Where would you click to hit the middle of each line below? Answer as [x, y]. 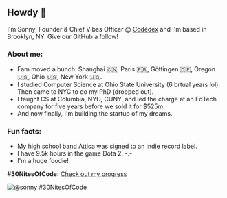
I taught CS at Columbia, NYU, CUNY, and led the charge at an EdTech [117, 99]
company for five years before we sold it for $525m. [91, 106]
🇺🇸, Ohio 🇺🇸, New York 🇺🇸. [60, 77]
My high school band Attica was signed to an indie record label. [107, 146]
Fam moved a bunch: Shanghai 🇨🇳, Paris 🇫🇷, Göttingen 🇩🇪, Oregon [116, 69]
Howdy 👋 [27, 13]
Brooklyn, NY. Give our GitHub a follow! [63, 36]
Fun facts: [24, 132]
